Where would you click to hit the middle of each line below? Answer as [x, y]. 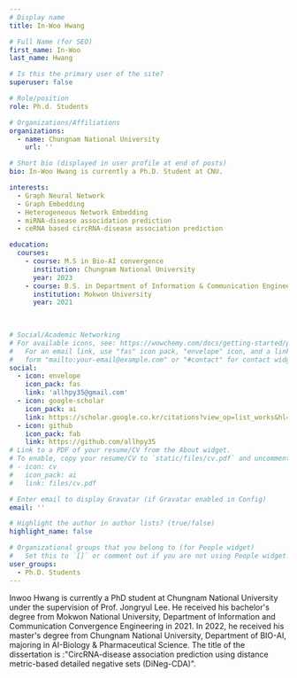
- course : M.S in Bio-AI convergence [95, 261]
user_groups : [33, 564]
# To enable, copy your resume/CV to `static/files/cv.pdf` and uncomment [150, 459]
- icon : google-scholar [61, 401]
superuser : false [41, 82]
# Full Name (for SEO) [51, 42]
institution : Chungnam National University [114, 269]
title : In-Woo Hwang [47, 26]
